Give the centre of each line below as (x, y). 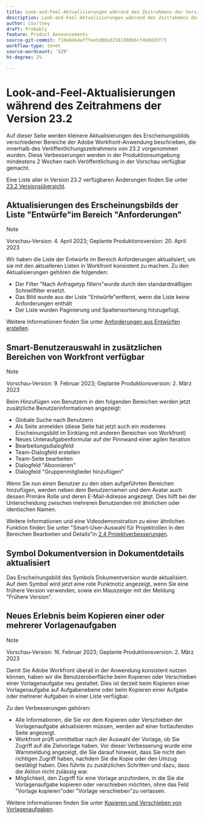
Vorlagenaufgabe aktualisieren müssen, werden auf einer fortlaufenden (104, 726)
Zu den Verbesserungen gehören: (49, 708)
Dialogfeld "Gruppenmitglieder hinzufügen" (69, 472)
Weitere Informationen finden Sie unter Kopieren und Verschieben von (94, 803)
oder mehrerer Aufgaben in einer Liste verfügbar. (68, 696)
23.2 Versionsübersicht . (36, 186)
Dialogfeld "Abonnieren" (45, 465)
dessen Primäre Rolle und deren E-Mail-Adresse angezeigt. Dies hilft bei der (101, 496)
